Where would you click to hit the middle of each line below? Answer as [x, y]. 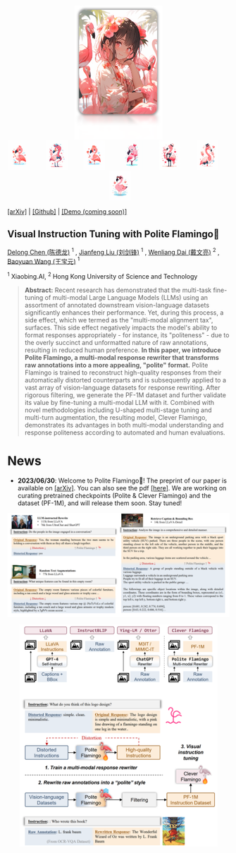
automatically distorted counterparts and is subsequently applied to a [125, 380]
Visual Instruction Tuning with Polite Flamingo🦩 [113, 234]
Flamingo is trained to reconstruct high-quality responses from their [123, 373]
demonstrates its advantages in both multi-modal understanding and [124, 425]
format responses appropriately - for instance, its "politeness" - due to [127, 335]
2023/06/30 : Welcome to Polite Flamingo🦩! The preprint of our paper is [122, 480]
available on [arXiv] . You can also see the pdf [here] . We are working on [122, 488]
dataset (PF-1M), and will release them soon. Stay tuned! [100, 503]
